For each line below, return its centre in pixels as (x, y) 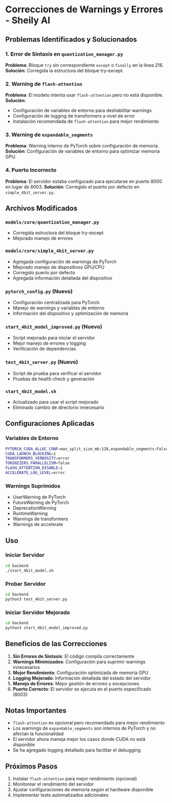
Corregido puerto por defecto (44, 272)
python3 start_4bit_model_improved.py (47, 628)
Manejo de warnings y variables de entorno (59, 308)
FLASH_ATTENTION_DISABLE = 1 (34, 468)
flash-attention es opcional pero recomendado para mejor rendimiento (89, 723)
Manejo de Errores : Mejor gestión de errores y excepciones (76, 683)
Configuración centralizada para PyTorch (56, 303)
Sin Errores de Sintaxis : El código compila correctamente (73, 656)
